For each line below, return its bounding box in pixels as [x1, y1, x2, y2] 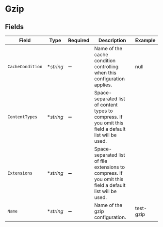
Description [98, 37, 126, 44]
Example [135, 37, 156, 44]
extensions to [94, 164, 125, 170]
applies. [94, 81, 113, 88]
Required [67, 37, 90, 44]
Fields [5, 23, 24, 31]
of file [94, 158, 108, 164]
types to [94, 107, 113, 114]
